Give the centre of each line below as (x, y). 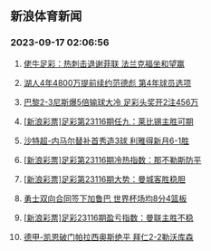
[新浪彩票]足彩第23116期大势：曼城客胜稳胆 (105, 179)
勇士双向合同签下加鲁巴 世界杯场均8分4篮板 (105, 198)
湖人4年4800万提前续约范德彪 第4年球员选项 (107, 82)
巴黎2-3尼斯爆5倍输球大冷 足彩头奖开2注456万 (111, 101)
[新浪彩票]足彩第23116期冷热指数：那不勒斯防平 (112, 159)
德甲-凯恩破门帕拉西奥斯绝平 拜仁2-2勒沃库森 (108, 237)
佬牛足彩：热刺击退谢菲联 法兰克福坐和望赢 (104, 63)
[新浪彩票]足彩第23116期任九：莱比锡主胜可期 (108, 121)
